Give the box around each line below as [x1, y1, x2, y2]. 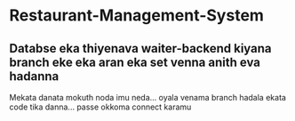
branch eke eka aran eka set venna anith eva [9, 54, 260, 69]
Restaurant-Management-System [9, 5, 265, 26]
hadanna [9, 69, 60, 84]
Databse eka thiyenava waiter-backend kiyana [9, 41, 272, 56]
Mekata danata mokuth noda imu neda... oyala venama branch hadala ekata [9, 93, 287, 102]
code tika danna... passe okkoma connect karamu [9, 101, 192, 112]
